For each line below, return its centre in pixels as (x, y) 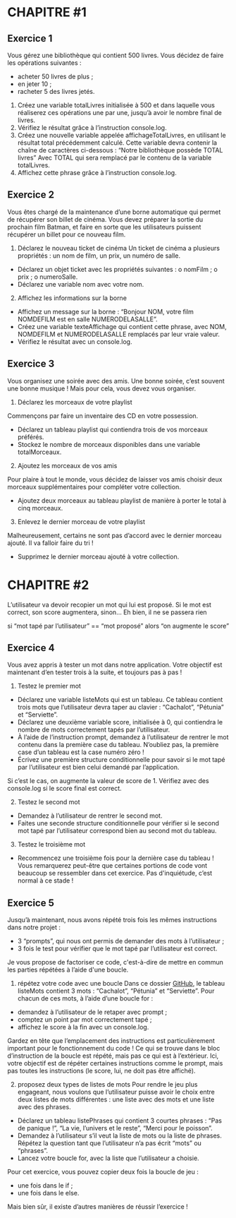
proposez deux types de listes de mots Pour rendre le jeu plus (107, 1085)
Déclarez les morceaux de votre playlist (75, 402)
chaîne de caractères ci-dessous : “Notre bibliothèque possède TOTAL (120, 150)
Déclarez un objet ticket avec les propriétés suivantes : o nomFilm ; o (118, 269)
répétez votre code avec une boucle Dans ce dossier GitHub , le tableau (121, 984)
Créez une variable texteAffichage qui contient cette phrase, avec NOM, (122, 326)
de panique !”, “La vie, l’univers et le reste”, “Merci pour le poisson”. (115, 1128)
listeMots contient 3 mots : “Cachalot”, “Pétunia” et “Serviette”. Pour (116, 991)
